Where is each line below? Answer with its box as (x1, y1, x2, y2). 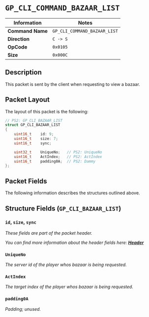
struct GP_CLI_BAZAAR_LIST (5, 123, 60, 128)
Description (5, 68, 42, 77)
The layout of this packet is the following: (5, 108, 89, 114)
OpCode (7, 43, 28, 50)
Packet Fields (5, 177, 47, 185)
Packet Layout (5, 96, 50, 104)
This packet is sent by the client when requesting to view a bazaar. (5, 81, 140, 87)
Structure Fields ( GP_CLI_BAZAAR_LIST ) (5, 204, 121, 212)
